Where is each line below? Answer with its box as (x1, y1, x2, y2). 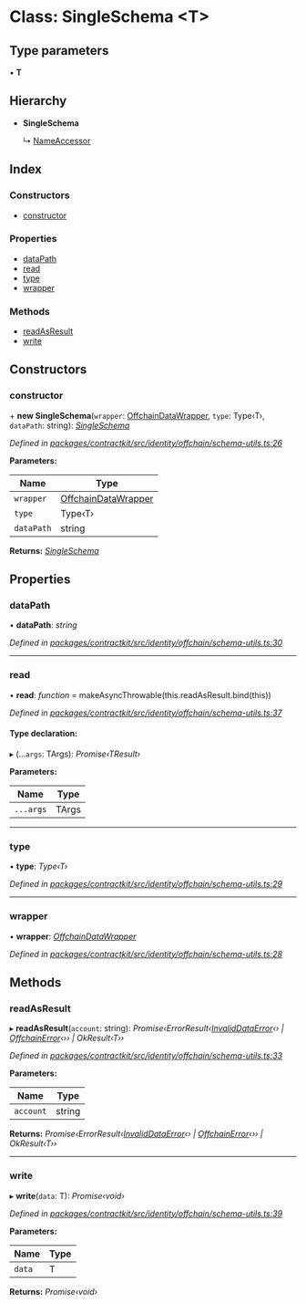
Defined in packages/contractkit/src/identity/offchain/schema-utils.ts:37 (9, 707, 282, 718)
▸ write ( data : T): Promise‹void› (9, 1190, 125, 1201)
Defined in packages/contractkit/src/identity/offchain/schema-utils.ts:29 (9, 879, 283, 890)
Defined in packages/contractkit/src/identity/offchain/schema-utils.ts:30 (9, 637, 283, 649)
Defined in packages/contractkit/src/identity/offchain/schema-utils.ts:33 (9, 1050, 283, 1061)
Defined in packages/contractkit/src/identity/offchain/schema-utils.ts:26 (9, 437, 283, 448)
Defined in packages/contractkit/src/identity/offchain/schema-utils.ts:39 (9, 1207, 283, 1219)
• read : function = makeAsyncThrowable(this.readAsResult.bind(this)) (9, 689, 271, 700)
